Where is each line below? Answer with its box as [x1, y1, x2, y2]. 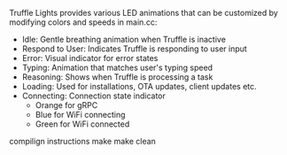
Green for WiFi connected [35, 119, 130, 129]
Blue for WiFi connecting [35, 110, 126, 120]
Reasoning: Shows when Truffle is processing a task [21, 72, 213, 82]
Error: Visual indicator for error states [21, 53, 159, 63]
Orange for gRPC [35, 100, 98, 110]
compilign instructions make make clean [9, 136, 157, 146]
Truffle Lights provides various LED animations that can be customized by [9, 8, 279, 18]
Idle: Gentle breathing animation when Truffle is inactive [21, 35, 226, 44]
